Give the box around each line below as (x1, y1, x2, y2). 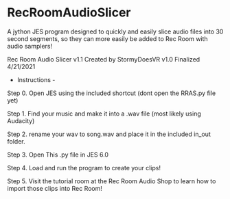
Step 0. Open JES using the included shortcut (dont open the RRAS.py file (7, 89, 216, 97)
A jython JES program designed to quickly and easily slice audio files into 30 (7, 27, 224, 36)
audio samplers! (7, 42, 53, 50)
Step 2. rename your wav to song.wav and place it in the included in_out (7, 130, 211, 138)
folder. (7, 137, 25, 145)
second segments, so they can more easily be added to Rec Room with (7, 34, 208, 42)
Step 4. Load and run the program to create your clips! (7, 163, 161, 172)
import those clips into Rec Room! (7, 184, 103, 192)
